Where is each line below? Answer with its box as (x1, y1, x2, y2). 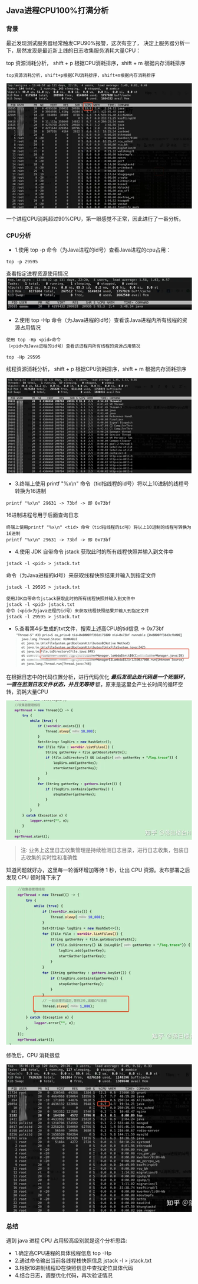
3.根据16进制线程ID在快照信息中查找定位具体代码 (14, 1264, 134, 1271)
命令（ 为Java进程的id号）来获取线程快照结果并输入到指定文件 (6, 572, 157, 579)
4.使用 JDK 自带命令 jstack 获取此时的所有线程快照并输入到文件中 (14, 548, 174, 555)
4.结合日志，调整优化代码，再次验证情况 (14, 1272, 113, 1279)
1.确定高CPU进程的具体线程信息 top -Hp (14, 1249, 112, 1256)
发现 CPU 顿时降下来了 (6, 873, 62, 880)
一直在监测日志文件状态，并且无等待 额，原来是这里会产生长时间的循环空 (6, 681, 183, 688)
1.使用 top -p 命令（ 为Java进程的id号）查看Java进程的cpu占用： (14, 246, 171, 253)
